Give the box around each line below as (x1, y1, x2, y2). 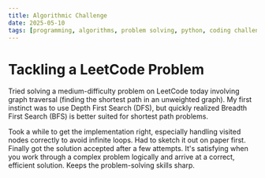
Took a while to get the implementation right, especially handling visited (8, 127, 241, 137)
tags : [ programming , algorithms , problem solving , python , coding (8, 26, 231, 34)
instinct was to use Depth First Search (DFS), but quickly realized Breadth (8, 104, 248, 113)
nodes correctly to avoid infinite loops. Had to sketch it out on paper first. (8, 135, 246, 145)
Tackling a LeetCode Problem (8, 60, 205, 78)
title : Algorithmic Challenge (8, 11, 108, 20)
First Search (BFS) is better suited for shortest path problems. (8, 112, 209, 121)
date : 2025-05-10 (8, 19, 65, 27)
